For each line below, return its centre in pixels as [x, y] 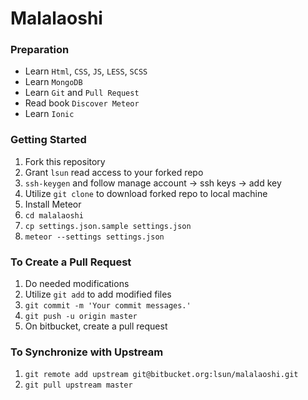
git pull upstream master [78, 385]
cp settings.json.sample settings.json [108, 226]
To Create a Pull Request [71, 262]
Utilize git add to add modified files [98, 294]
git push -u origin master [81, 317]
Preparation [40, 50]
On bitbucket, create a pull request [96, 326]
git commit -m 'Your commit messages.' [108, 306]
